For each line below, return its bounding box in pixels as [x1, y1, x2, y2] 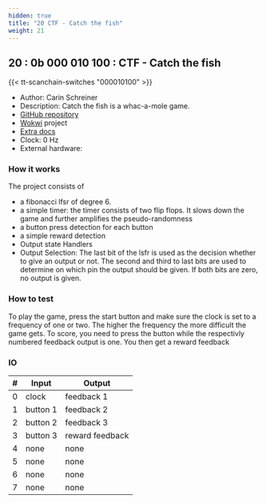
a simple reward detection [19, 231, 106, 240]
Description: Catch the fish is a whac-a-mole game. [19, 101, 190, 111]
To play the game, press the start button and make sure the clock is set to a [8, 311, 257, 321]
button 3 [25, 430, 58, 442]
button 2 [25, 417, 58, 428]
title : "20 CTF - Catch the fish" [8, 19, 124, 27]
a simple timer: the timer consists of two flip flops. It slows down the [19, 205, 245, 216]
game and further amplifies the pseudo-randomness [19, 214, 193, 224]
